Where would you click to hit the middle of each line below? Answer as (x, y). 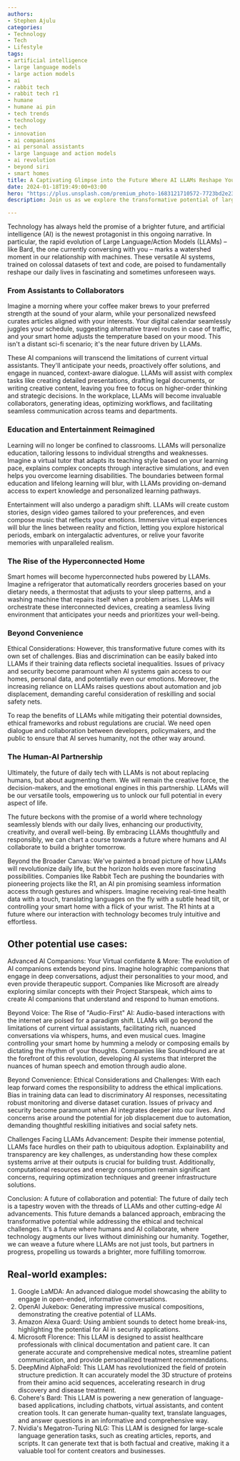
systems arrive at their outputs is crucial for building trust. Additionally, (111, 1162)
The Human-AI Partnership (55, 757)
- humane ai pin (31, 107)
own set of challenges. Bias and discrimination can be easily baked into (112, 656)
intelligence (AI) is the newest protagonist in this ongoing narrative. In (110, 234)
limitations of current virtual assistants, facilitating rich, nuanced (102, 1028)
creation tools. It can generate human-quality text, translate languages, (122, 1413)
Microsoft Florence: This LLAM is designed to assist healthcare (110, 1337)
